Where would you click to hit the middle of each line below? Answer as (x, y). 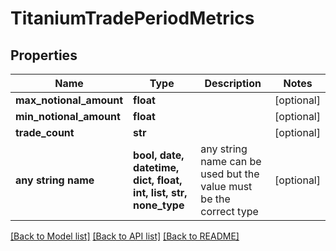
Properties (44, 55)
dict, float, (158, 180)
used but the (230, 174)
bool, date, (159, 155)
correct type (229, 211)
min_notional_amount (68, 116)
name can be (231, 161)
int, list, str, (160, 192)
